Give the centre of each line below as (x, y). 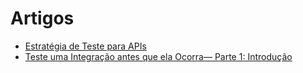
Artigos (42, 18)
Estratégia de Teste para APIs (85, 46)
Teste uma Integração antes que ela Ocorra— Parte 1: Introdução (158, 56)
